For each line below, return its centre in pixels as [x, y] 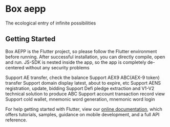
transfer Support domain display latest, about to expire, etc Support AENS [83, 83]
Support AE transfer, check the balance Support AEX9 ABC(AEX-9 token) [82, 78]
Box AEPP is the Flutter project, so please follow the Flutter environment [81, 51]
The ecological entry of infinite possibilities [51, 23]
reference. [16, 120]
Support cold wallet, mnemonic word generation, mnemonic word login [80, 99]
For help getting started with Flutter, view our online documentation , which [84, 109]
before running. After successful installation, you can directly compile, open [85, 57]
